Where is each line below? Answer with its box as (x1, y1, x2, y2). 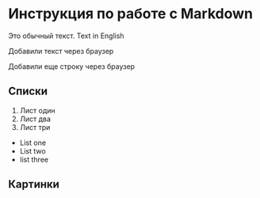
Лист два (19, 114, 52, 124)
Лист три (19, 122, 51, 131)
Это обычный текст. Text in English (8, 31, 124, 40)
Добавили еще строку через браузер (8, 61, 136, 71)
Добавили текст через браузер (8, 46, 114, 55)
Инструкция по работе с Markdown (8, 5, 254, 23)
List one (19, 138, 46, 147)
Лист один (19, 105, 55, 115)
